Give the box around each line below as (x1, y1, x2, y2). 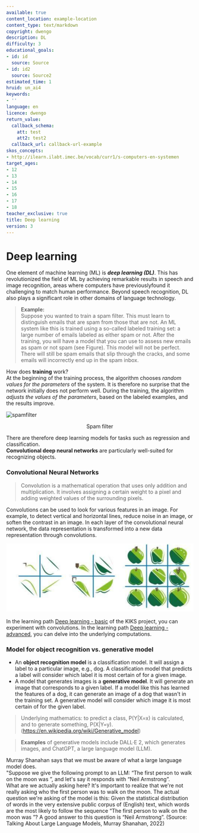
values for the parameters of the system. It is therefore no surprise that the (6, 381, 190, 388)
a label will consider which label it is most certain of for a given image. (14, 672, 187, 679)
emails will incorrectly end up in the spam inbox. (20, 357, 139, 364)
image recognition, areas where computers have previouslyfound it (6, 282, 170, 289)
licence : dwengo (6, 110, 46, 116)
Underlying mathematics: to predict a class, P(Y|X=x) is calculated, (20, 715, 185, 722)
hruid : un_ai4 (6, 85, 42, 91)
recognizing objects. (6, 453, 56, 461)
